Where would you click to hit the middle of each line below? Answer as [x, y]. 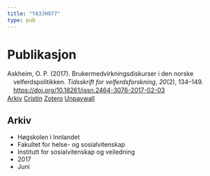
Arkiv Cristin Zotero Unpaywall [51, 99]
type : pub [22, 20]
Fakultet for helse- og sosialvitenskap [71, 144]
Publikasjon [42, 55]
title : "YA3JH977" [34, 14]
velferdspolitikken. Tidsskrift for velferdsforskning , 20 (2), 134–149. [108, 82]
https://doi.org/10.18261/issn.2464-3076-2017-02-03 [89, 90]
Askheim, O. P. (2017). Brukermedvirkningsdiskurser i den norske [100, 74]
